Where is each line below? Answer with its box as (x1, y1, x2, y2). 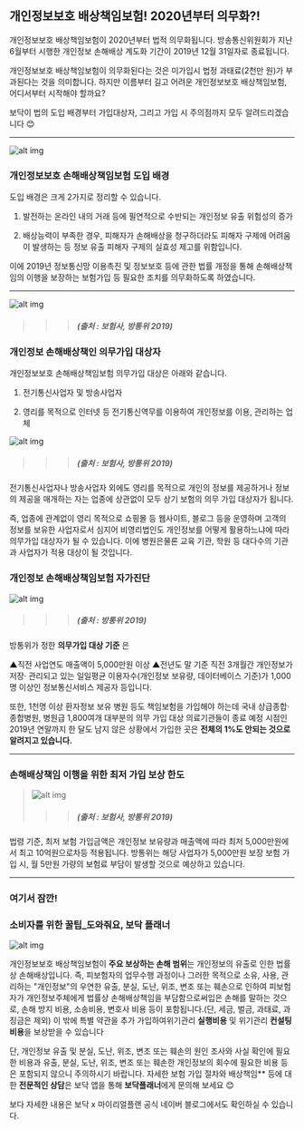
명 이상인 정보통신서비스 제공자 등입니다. (9, 681, 152, 692)
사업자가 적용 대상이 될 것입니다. (18, 547, 133, 558)
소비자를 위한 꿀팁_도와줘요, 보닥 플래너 (9, 919, 171, 931)
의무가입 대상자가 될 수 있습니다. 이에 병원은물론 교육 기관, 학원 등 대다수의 (9, 536, 272, 547)
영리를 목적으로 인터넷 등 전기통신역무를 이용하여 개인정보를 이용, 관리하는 (22, 406, 284, 417)
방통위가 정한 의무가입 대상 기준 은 (9, 639, 129, 650)
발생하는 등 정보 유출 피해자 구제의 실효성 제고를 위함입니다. (32, 241, 242, 252)
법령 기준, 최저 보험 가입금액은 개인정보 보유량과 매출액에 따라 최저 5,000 (9, 835, 268, 846)
